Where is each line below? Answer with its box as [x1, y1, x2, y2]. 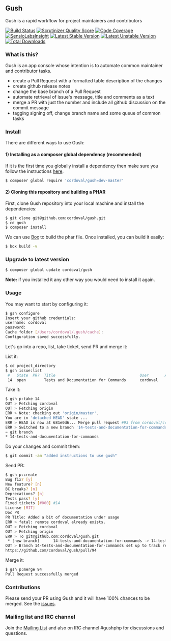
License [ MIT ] [5, 505, 36, 510]
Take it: [5, 386, 21, 393]
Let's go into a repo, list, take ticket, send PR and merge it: [5, 343, 128, 350]
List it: [5, 353, 18, 359]
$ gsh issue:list [5, 368, 42, 373]
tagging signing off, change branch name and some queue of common [12, 110, 161, 116]
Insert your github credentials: [5, 315, 76, 321]
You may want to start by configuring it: [5, 301, 88, 307]
